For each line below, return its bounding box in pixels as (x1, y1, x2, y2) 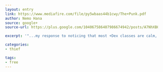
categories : (5, 42, 29, 47)
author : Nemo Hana (5, 16, 42, 21)
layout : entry (5, 7, 34, 12)
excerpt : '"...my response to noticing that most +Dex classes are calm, (5, 34, 158, 38)
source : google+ (5, 20, 38, 25)
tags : (5, 55, 16, 60)
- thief (5, 47, 21, 51)
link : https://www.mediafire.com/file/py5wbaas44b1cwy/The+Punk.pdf (5, 12, 147, 16)
